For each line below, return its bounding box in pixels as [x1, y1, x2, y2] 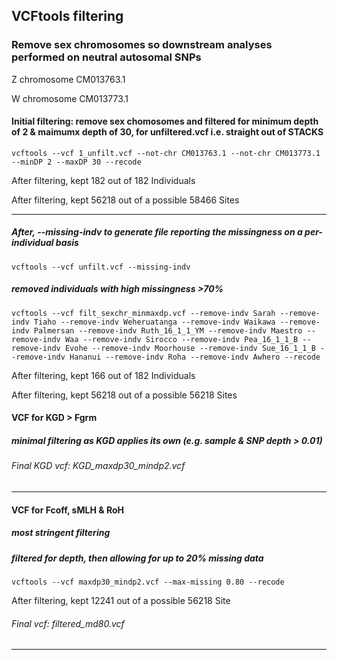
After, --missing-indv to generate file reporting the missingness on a [11, 226, 303, 238]
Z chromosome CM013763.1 [11, 73, 126, 85]
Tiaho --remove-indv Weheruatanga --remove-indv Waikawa [33, 317, 276, 327]
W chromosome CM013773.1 [11, 92, 129, 104]
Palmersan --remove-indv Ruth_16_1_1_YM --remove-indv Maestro [33, 325, 303, 336]
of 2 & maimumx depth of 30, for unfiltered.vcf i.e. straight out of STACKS [11, 126, 324, 138]
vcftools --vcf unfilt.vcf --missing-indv [11, 262, 191, 272]
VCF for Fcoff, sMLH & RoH [11, 504, 124, 516]
